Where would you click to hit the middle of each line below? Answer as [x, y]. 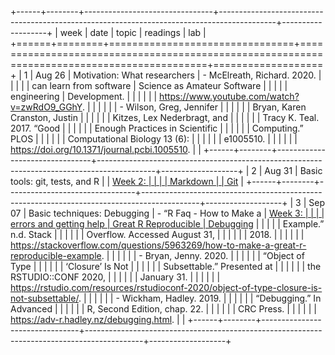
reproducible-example [56, 255]
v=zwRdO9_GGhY [46, 107]
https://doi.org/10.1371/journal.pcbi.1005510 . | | [106, 149]
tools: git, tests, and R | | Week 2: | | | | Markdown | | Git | [127, 181]
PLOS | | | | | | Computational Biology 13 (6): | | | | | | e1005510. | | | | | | [154, 139]
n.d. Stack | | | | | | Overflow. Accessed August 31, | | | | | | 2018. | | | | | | [157, 234]
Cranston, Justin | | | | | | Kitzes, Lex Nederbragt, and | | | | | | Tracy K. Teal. [165, 117]
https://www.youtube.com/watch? [229, 96]
